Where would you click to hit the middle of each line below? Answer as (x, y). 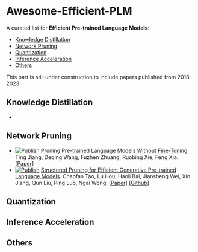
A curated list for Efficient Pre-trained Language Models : (78, 28)
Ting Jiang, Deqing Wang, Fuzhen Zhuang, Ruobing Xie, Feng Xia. (97, 157)
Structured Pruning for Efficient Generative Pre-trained (108, 170)
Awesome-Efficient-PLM (69, 11)
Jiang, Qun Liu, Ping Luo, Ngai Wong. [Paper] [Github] (82, 183)
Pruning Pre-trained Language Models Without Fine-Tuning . (115, 150)
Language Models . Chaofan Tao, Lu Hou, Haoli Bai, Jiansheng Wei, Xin (103, 176)
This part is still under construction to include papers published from (91, 77)
